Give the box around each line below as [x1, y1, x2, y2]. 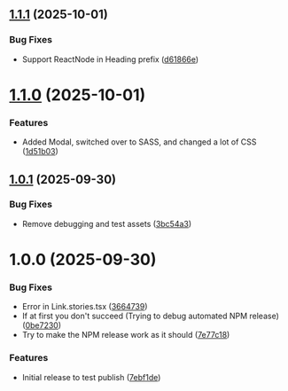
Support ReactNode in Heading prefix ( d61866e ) [21, 53, 199, 65]
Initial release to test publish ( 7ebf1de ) [21, 371, 161, 382]
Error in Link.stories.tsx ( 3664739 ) [21, 301, 148, 312]
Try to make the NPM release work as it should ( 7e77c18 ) [21, 330, 230, 340]
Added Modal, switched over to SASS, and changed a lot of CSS [21, 137, 257, 147]
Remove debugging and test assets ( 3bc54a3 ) [21, 218, 192, 229]
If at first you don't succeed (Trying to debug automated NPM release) [21, 310, 279, 322]
